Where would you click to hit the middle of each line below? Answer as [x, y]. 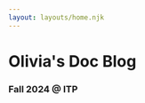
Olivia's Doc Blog [72, 61]
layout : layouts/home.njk [56, 17]
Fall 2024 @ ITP [43, 89]
